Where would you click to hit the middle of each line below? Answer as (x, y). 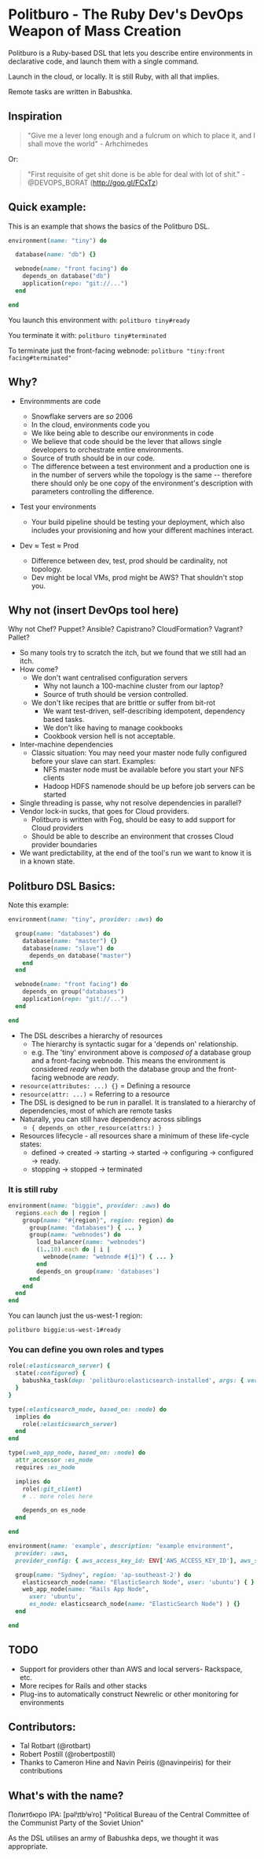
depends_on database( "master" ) (80, 955)
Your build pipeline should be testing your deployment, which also (138, 522)
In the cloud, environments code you (91, 424)
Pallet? (19, 637)
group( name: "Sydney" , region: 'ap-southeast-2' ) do (103, 1575)
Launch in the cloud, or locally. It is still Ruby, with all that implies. (114, 76)
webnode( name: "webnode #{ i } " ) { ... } (108, 1257)
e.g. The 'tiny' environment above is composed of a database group (141, 1052)
